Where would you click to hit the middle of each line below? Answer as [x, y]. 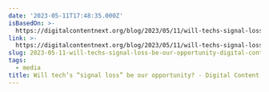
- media [28, 68]
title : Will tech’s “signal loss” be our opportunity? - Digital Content [134, 75]
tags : [17, 61]
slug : [17, 53]
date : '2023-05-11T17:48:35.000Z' [66, 16]
